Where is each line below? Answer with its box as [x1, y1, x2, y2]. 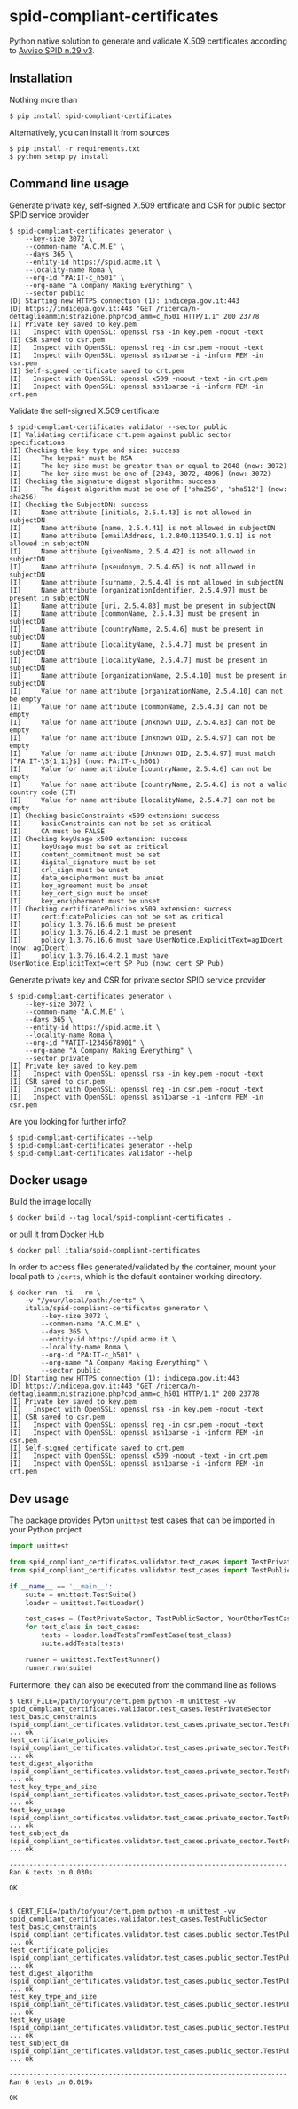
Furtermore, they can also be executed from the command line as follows [9, 1679, 277, 1690]
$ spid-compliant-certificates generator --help [9, 1141, 192, 1150]
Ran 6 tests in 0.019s [9, 2077, 93, 2087]
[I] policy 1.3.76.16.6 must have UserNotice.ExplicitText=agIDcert [9, 935, 284, 944]
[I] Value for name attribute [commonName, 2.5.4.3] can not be [9, 702, 268, 712]
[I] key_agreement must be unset [9, 881, 149, 890]
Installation [9, 71, 73, 86]
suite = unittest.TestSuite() [25, 1590, 137, 1599]
